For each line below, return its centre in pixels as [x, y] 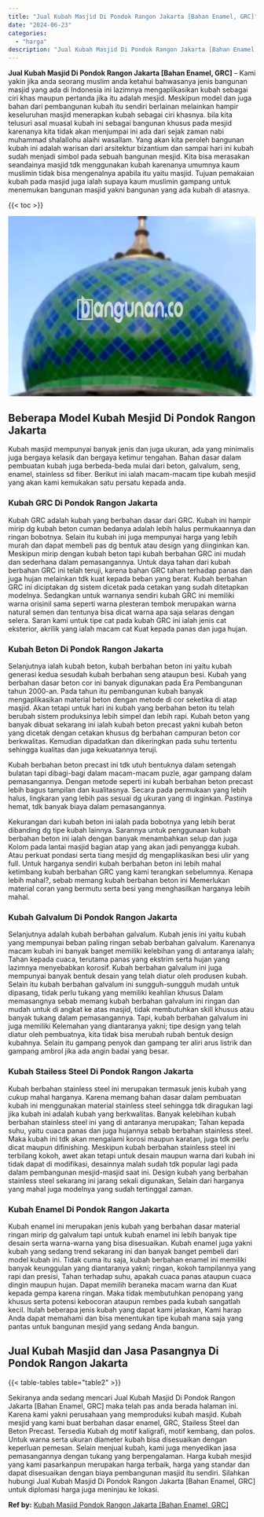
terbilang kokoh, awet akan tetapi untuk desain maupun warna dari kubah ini [132, 1156]
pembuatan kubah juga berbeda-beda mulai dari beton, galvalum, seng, [125, 466]
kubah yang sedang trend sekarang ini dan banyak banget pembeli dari [123, 1251]
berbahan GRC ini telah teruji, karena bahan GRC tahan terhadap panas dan [130, 570]
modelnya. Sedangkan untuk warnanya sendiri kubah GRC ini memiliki [121, 595]
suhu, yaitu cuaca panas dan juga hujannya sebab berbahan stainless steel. [130, 1130]
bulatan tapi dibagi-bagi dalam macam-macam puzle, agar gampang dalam [130, 773]
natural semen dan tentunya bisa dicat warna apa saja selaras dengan [121, 612]
